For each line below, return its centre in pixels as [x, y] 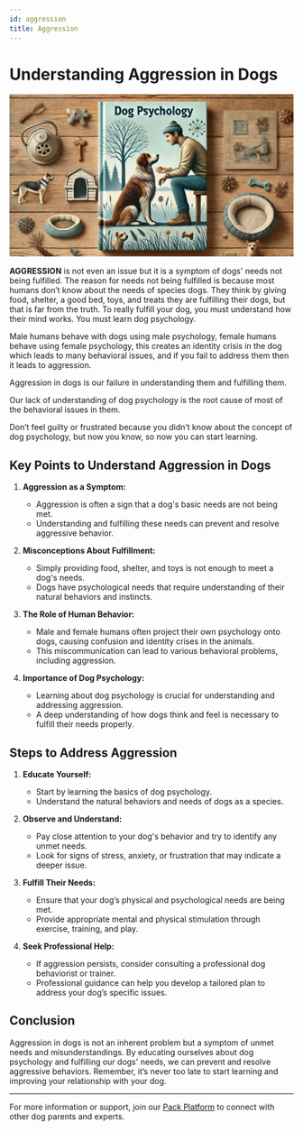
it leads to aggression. [50, 365]
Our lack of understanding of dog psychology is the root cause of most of [146, 400]
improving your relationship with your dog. [88, 1080]
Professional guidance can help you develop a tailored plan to [151, 982]
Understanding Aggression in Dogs [144, 74]
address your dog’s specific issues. [101, 992]
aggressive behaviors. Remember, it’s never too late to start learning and [144, 1071]
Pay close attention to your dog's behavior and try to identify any [156, 836]
